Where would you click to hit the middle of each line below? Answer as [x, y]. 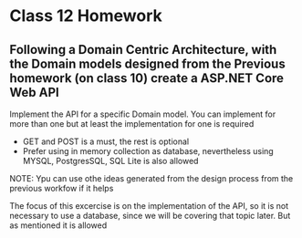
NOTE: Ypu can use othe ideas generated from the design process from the [151, 178]
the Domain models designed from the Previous [147, 63]
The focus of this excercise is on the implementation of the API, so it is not [149, 206]
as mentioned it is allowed [58, 225]
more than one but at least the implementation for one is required [132, 124]
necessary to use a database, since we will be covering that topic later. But [150, 216]
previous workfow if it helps [62, 188]
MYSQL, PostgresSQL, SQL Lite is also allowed [110, 161]
